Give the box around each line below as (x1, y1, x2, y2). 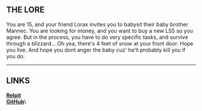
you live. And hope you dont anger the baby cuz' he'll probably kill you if (6, 46, 186, 53)
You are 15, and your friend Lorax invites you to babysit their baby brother (6, 20, 188, 28)
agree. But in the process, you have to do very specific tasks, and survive (6, 33, 188, 41)
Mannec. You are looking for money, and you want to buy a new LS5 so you (6, 27, 194, 34)
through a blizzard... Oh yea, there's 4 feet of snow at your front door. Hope (6, 40, 194, 47)
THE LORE (6, 5, 45, 15)
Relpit (6, 91, 21, 98)
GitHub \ (6, 98, 26, 105)
